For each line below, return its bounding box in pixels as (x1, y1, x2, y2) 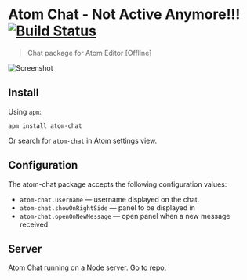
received (19, 220, 49, 229)
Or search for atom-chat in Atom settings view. (8, 136, 158, 145)
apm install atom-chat (8, 122, 82, 130)
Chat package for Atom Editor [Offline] (27, 48, 152, 57)
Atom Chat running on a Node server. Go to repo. (8, 263, 167, 272)
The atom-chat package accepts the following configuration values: (8, 179, 227, 189)
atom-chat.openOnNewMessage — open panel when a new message (19, 211, 231, 220)
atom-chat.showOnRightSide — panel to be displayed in (19, 202, 196, 213)
